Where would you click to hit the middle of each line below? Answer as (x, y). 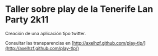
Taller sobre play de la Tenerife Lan (79, 9)
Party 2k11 (27, 20)
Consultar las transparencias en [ (39, 43)
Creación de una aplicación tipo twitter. (45, 33)
